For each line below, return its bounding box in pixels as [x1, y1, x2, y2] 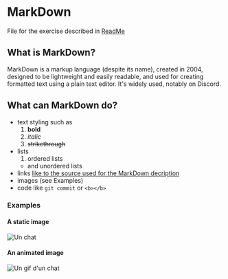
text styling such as [16, 118, 73, 126]
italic [27, 132, 41, 141]
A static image [7, 218, 49, 226]
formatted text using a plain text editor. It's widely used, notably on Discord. [7, 80, 222, 88]
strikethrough [27, 139, 66, 148]
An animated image [7, 249, 64, 257]
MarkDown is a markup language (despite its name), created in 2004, [7, 65, 204, 73]
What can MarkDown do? [7, 100, 118, 111]
